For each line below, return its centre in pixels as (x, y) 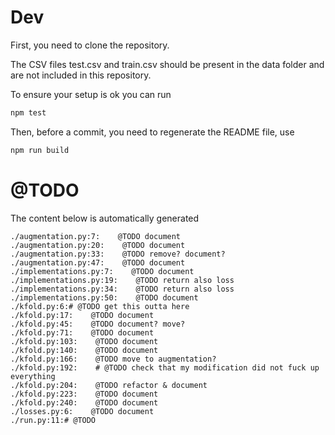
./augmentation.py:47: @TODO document (98, 262)
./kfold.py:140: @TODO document (84, 350)
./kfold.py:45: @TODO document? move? (98, 324)
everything (33, 376)
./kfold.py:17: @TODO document (82, 315)
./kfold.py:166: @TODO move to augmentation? (113, 359)
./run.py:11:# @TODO (53, 420)
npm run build (40, 150)
